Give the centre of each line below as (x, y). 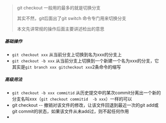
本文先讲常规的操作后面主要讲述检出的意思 (61, 29)
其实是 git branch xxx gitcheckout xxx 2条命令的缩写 (67, 67)
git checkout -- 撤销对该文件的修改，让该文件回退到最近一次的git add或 (85, 105)
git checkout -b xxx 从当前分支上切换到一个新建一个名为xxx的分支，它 (85, 61)
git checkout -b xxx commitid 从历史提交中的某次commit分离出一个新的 (86, 92)
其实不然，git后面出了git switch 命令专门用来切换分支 (72, 18)
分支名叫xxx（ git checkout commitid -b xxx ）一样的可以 (72, 99)
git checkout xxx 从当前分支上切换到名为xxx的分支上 (67, 55)
